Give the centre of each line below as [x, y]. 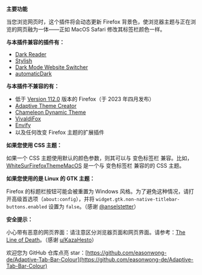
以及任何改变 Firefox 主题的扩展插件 [60, 132]
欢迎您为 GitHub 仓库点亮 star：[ [47, 253]
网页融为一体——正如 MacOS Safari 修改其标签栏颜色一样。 [91, 29]
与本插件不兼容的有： [33, 86]
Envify [23, 125]
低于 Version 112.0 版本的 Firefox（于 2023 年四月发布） [85, 99]
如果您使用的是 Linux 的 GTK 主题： [51, 178]
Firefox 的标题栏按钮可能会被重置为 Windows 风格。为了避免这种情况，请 [98, 191]
